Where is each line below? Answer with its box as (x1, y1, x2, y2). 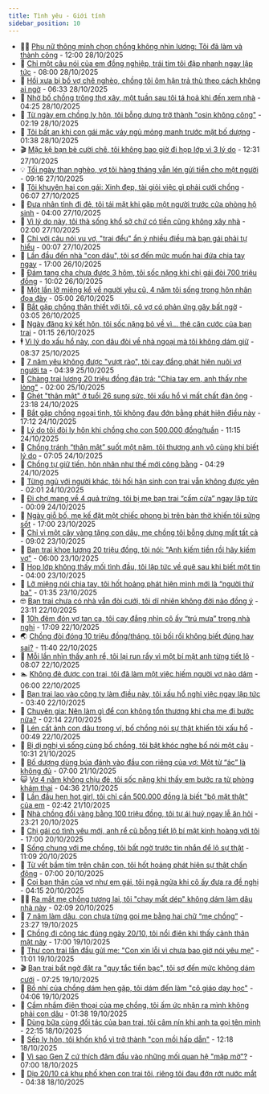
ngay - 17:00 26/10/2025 (19, 259, 102, 269)
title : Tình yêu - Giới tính (8, 11, 106, 20)
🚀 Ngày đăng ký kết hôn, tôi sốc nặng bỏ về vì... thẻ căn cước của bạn (19, 319, 252, 328)
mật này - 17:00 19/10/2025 (19, 936, 111, 946)
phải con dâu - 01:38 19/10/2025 (19, 1009, 128, 1018)
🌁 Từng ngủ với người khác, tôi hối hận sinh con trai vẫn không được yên (19, 476, 259, 486)
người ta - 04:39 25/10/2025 (19, 365, 115, 375)
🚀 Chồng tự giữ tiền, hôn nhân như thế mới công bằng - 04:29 (19, 459, 225, 469)
